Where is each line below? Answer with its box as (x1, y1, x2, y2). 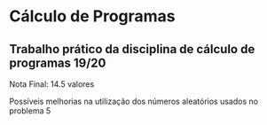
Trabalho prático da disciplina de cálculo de (9, 42, 255, 57)
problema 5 (9, 105, 51, 116)
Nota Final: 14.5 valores (9, 79, 95, 90)
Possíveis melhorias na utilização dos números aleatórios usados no (9, 96, 259, 106)
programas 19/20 (9, 55, 106, 70)
